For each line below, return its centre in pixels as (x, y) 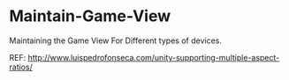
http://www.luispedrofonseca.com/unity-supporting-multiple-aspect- (154, 57)
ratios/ (21, 67)
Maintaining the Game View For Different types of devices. (116, 40)
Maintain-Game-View (90, 16)
